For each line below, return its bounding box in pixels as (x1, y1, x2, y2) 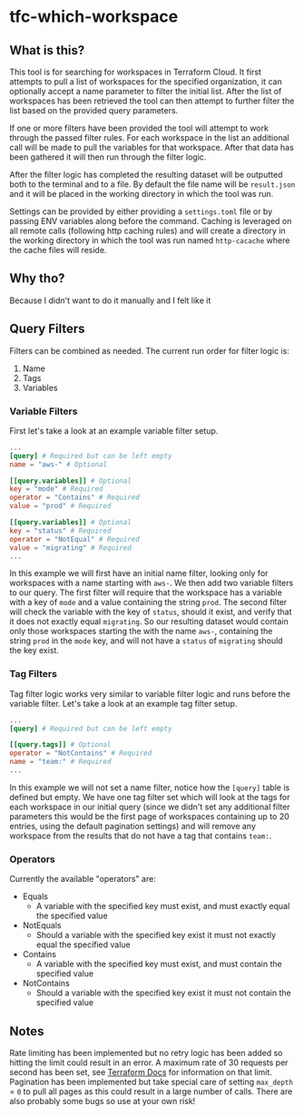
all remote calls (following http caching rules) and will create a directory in (9, 225, 286, 236)
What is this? (9, 43, 85, 58)
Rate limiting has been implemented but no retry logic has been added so (9, 1048, 283, 1059)
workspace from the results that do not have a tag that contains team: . (9, 830, 272, 841)
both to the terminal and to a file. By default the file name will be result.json (9, 179, 296, 190)
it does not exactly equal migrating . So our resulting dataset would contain (9, 616, 289, 627)
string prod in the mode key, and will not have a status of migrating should (9, 635, 283, 646)
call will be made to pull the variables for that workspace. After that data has (9, 142, 295, 152)
